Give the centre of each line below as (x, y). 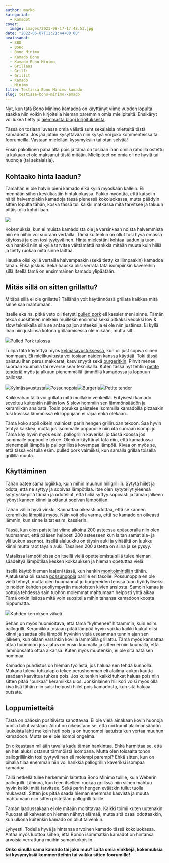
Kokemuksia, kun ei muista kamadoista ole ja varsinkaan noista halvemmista (84, 229)
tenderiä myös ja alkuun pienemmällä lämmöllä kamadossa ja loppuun (78, 372)
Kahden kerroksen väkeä (36, 613)
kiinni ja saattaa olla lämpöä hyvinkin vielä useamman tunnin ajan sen (77, 634)
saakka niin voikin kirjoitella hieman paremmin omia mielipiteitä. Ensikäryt (81, 114)
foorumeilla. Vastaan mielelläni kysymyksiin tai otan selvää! (67, 140)
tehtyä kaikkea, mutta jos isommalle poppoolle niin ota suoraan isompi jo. (81, 429)
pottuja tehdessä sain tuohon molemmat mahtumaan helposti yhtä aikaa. (80, 592)
